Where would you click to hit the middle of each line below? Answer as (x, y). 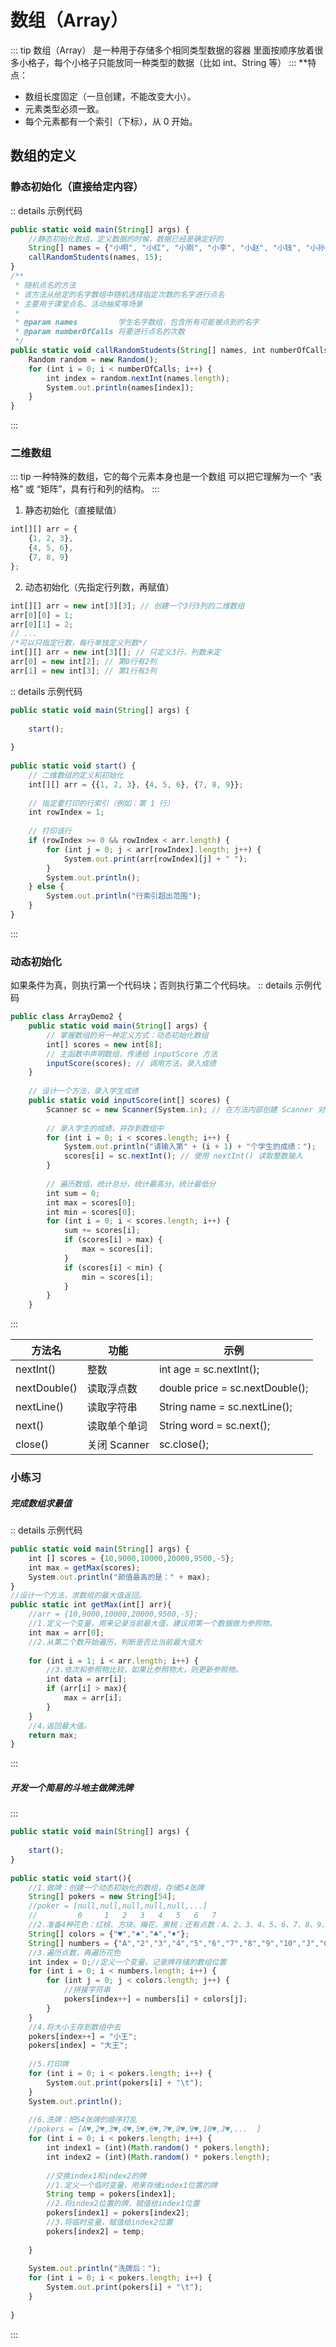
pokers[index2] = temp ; (95, 2231)
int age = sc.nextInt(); (209, 1369)
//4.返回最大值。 (60, 1726)
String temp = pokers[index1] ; (111, 2194)
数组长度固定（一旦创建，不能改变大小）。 (110, 96)
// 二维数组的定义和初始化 (76, 775)
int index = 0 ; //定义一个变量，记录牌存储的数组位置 (127, 1962)
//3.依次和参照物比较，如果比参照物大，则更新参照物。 (144, 1670)
